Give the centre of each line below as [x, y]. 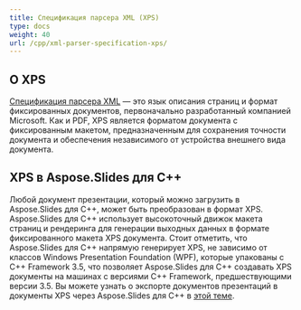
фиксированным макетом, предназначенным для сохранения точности [148, 130]
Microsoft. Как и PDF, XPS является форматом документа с [123, 121]
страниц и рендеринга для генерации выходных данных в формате [140, 228]
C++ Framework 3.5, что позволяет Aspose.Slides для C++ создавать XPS [150, 267]
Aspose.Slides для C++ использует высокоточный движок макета [136, 219]
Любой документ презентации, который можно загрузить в [125, 199]
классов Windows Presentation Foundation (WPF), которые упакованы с [147, 257]
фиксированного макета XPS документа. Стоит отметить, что [128, 238]
